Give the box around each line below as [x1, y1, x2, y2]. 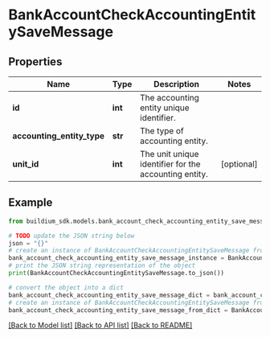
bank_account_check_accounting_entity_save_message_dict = [8, 291, 211, 299]
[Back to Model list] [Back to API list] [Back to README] [8, 320, 193, 331]
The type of [140, 125, 184, 136]
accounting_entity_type [12, 130, 105, 142]
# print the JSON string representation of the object [8, 261, 196, 270]
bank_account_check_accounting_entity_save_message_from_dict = [8, 306, 228, 314]
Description [153, 79, 199, 89]
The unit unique [140, 149, 199, 159]
